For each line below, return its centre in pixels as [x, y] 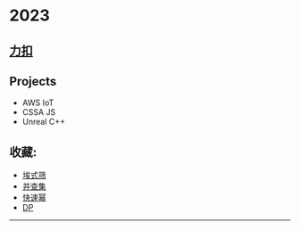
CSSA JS [39, 112]
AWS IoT [38, 103]
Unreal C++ [43, 122]
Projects [33, 81]
